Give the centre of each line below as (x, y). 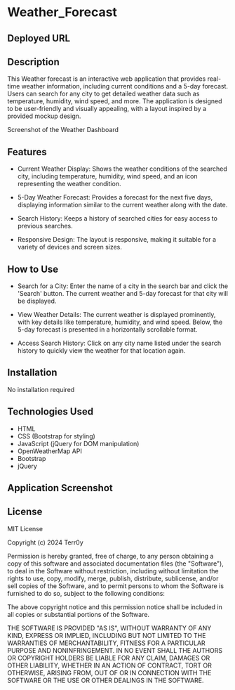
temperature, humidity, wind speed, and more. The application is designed (115, 101)
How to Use (33, 269)
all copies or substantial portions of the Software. (78, 614)
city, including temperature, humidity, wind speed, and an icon (107, 176)
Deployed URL (39, 38)
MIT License (25, 528)
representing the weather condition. (69, 184)
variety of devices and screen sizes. (70, 247)
